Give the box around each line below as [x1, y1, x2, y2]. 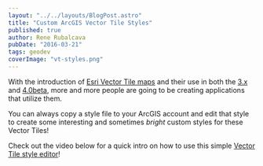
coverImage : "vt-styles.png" [8, 56, 104, 64]
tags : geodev [8, 48, 51, 56]
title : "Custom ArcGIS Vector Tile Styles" [8, 19, 153, 27]
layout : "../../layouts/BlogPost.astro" [8, 11, 143, 20]
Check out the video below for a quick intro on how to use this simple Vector [8, 141, 255, 150]
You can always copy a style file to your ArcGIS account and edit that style [8, 109, 250, 118]
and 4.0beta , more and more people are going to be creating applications [8, 85, 245, 94]
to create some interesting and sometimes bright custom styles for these [8, 117, 243, 127]
